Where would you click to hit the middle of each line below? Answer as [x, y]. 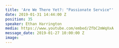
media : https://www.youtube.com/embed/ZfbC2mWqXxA [59, 28]
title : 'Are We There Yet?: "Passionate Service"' [59, 10]
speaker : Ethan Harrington [34, 24]
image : [12, 38]
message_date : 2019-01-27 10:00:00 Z [45, 33]
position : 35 [19, 19]
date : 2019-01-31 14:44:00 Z [36, 14]
